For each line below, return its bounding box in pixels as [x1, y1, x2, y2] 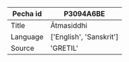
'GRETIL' [50, 43, 79, 53]
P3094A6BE [63, 9, 106, 18]
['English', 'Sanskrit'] [50, 32, 119, 41]
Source [10, 43, 35, 53]
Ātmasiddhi [50, 21, 88, 30]
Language [10, 32, 44, 41]
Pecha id [12, 9, 43, 18]
